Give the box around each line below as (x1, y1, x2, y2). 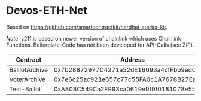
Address (120, 55, 145, 63)
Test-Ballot (9, 85, 41, 93)
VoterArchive (9, 75, 46, 84)
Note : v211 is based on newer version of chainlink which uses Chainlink (6, 35, 181, 42)
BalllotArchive (9, 65, 48, 74)
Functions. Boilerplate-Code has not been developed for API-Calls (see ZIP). (6, 41, 194, 48)
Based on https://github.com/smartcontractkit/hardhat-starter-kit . (6, 23, 168, 30)
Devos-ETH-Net (6, 4, 88, 17)
